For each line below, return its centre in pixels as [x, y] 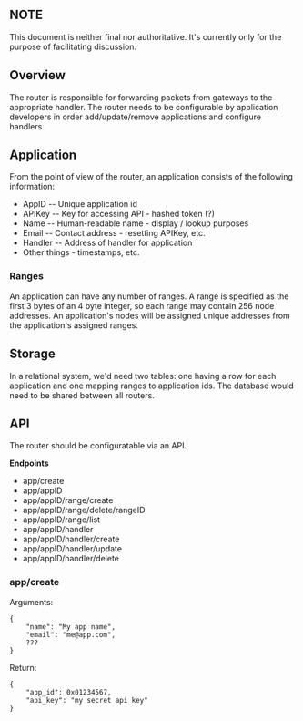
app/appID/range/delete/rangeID [84, 510]
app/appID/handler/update [72, 549]
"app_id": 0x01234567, [69, 692]
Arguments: [31, 602]
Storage [33, 354]
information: [32, 187]
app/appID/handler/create [71, 539]
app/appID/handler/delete [71, 559]
